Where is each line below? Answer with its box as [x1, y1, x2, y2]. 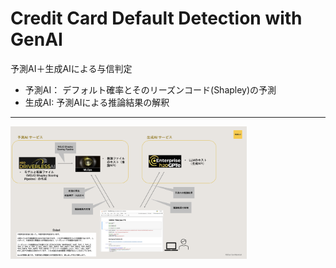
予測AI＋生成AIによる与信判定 [10, 62, 133, 74]
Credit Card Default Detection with [10, 7, 303, 30]
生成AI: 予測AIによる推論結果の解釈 [24, 96, 170, 108]
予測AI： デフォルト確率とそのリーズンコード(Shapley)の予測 [24, 83, 277, 96]
